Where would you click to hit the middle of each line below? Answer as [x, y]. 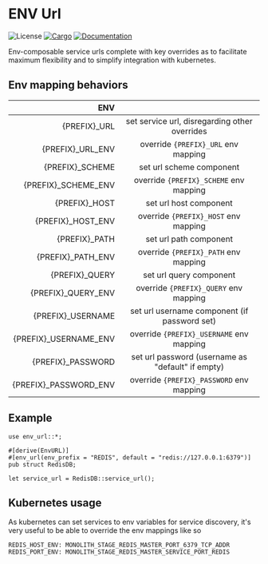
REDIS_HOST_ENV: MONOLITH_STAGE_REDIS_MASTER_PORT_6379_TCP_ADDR [119, 545]
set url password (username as [189, 356]
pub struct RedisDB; [43, 464]
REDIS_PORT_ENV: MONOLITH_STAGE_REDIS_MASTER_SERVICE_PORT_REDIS [119, 552]
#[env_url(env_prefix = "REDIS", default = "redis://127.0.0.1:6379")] [130, 457]
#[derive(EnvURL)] [39, 451]
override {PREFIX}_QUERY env [189, 288]
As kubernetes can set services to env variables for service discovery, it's [130, 522]
